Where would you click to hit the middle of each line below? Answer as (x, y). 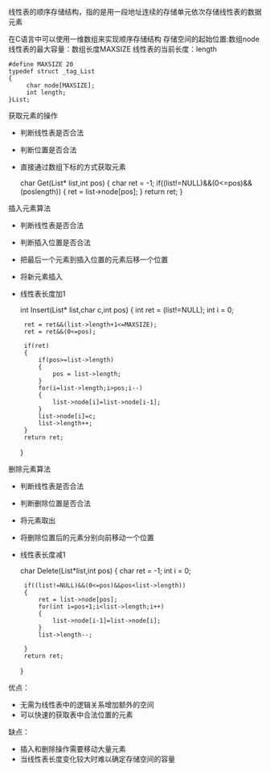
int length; (46, 93)
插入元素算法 (29, 208)
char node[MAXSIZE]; (60, 85)
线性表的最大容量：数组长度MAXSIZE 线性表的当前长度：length (112, 49)
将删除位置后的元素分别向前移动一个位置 (87, 537)
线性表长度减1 (43, 555)
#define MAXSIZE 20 (41, 64)
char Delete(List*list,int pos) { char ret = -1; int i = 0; (105, 571)
